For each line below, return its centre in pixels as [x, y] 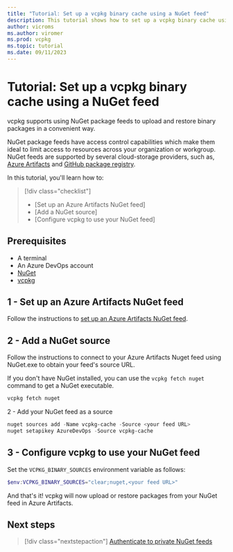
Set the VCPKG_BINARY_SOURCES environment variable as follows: [96, 469]
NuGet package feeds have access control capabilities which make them [111, 142]
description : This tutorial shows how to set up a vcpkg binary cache [111, 20]
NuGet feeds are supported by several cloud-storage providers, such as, [111, 157]
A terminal [32, 258]
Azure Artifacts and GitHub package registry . [71, 164]
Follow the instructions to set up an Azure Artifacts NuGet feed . [98, 319]
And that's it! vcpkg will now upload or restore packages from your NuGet [112, 496]
